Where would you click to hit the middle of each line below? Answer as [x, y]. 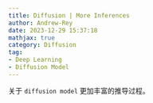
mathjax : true [32, 38]
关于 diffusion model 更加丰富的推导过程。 [79, 90]
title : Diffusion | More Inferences [69, 15]
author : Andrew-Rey [41, 23]
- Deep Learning [35, 60]
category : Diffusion [43, 45]
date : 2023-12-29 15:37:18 [53, 30]
